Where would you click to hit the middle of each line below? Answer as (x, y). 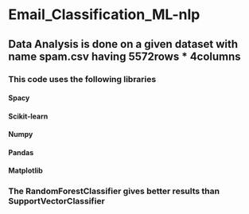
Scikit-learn (28, 116)
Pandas (21, 152)
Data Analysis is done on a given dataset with (123, 44)
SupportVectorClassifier (56, 201)
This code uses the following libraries (82, 79)
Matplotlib (26, 171)
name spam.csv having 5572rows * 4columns (124, 56)
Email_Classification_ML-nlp (104, 15)
